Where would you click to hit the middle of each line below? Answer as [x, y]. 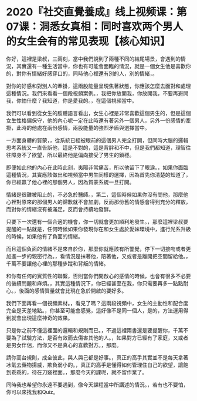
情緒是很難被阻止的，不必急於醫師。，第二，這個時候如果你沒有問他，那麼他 [97, 194]
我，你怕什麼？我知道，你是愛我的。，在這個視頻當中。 [72, 100]
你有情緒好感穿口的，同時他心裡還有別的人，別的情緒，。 [89, 73]
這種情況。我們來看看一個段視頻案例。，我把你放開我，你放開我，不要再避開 [97, 93]
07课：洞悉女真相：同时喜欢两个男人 [95, 27]
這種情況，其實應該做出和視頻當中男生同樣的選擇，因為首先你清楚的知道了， [98, 174]
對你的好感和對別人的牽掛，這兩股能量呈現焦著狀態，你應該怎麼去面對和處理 [98, 86]
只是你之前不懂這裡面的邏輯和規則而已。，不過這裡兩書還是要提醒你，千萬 [95, 330]
